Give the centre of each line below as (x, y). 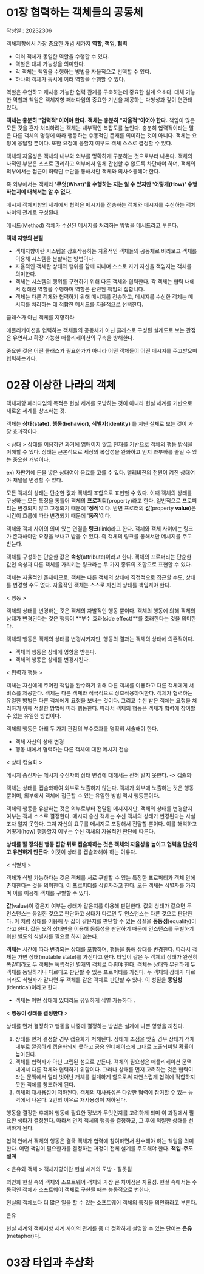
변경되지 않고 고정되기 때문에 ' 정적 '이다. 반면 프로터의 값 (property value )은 (107, 508)
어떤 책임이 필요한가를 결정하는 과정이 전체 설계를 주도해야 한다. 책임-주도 (106, 1148)
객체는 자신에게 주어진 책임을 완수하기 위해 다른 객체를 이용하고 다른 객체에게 (97, 685)
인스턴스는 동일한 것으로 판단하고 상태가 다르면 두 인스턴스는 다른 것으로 (91, 913)
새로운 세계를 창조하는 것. (36, 411)
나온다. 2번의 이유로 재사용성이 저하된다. (79, 1099)
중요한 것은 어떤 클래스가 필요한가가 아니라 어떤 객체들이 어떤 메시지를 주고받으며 (102, 350)
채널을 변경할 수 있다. (38, 480)
